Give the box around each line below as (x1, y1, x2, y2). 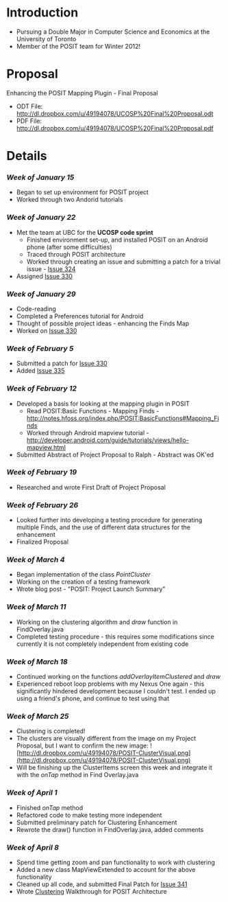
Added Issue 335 (16, 367, 65, 375)
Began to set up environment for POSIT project (16, 188, 149, 196)
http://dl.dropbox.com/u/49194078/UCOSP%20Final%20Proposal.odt (16, 109, 214, 117)
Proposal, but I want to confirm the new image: (16, 741, 149, 750)
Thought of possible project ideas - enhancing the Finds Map (16, 319, 190, 327)
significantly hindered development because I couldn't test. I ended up (16, 687, 216, 695)
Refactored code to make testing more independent (16, 811, 162, 819)
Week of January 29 (6, 289, 76, 299)
